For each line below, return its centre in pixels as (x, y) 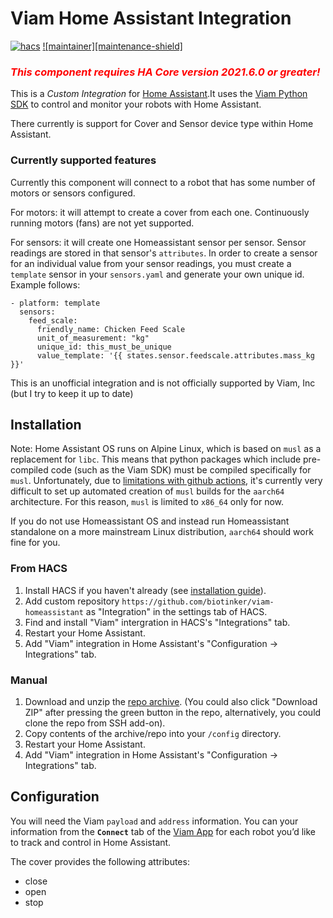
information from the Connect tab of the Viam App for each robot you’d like (163, 831)
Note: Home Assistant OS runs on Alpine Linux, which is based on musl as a (166, 449)
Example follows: (45, 284)
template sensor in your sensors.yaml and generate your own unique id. (157, 274)
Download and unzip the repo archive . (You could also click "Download (171, 701)
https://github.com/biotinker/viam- (198, 602)
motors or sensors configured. (73, 193)
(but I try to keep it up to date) (72, 393)
